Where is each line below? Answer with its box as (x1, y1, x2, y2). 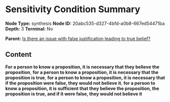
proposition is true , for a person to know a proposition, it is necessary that (5, 75, 165, 81)
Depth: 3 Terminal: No (5, 25, 53, 31)
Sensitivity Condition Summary (5, 4, 140, 15)
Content (5, 50, 32, 59)
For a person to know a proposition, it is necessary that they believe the (5, 63, 159, 70)
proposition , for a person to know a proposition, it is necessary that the (5, 69, 159, 75)
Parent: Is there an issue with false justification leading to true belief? (5, 36, 151, 42)
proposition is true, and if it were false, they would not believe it (5, 90, 143, 97)
